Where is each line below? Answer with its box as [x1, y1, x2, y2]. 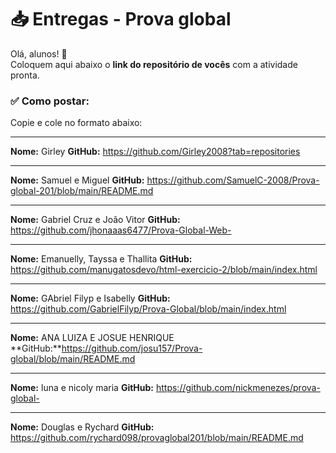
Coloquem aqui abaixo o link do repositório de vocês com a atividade [10, 58, 298, 70]
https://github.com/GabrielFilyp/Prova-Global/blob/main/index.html [10, 303, 287, 315]
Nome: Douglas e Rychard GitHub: [10, 421, 155, 433]
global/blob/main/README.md [10, 353, 136, 365]
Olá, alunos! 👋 [10, 47, 68, 60]
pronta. [10, 69, 40, 81]
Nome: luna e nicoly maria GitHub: [10, 382, 155, 394]
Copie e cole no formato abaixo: [10, 117, 143, 129]
